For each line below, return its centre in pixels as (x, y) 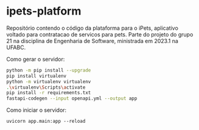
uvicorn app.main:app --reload (46, 121)
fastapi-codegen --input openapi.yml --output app (72, 98)
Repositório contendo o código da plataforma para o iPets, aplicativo (92, 28)
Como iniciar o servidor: (37, 110)
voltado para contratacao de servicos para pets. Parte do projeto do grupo (100, 34)
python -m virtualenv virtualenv (49, 81)
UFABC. (16, 47)
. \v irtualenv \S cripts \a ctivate (46, 87)
